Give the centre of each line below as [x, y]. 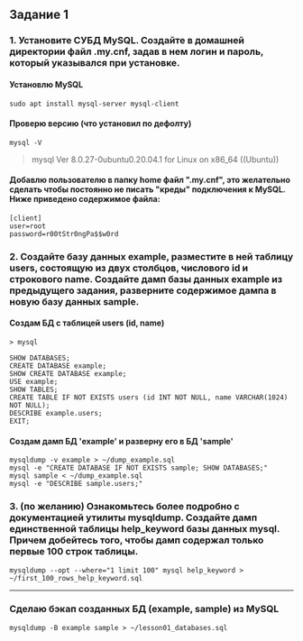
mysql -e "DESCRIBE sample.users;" [76, 484]
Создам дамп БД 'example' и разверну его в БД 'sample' [121, 441]
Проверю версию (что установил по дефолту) [101, 124]
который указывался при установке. [95, 63]
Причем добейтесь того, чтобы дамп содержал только [137, 540]
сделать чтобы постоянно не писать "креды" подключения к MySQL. [147, 189]
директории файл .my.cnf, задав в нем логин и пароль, [137, 51]
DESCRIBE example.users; [56, 414]
